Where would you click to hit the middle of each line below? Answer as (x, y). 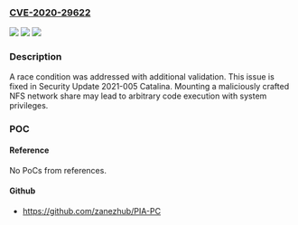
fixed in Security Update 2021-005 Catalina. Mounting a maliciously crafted (149, 86)
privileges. (29, 105)
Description (36, 57)
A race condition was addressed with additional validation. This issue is (142, 76)
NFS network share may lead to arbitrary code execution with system (138, 96)
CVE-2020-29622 (50, 13)
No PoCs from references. (58, 170)
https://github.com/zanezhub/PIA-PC (91, 211)
